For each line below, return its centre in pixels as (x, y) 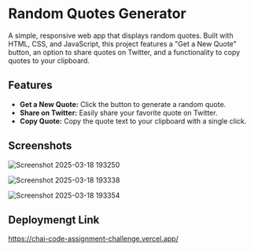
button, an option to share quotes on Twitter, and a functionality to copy (124, 52)
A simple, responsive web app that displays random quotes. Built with (121, 35)
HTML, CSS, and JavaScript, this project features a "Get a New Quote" (123, 43)
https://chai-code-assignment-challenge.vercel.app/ (93, 239)
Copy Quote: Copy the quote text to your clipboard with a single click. (133, 121)
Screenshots (40, 146)
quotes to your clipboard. (49, 61)
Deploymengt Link (54, 220)
